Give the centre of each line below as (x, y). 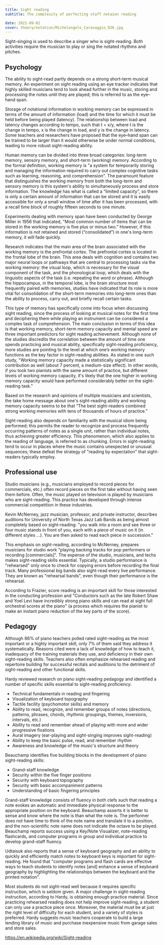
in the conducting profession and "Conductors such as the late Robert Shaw (82, 595)
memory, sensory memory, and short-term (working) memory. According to (81, 160)
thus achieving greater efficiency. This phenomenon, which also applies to (80, 436)
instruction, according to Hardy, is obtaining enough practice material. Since (82, 897)
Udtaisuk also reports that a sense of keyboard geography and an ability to (80, 851)
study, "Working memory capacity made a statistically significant (70, 360)
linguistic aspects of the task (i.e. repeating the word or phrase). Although (79, 278)
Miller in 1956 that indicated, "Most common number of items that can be (79, 222)
